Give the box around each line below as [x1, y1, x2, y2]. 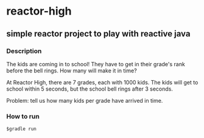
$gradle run [6, 126, 37, 132]
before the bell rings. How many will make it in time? [6, 67, 137, 74]
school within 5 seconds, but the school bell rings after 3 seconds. [6, 85, 174, 92]
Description [6, 47, 42, 55]
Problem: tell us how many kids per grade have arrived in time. [6, 97, 163, 104]
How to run [6, 112, 40, 120]
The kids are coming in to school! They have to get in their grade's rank [6, 60, 186, 67]
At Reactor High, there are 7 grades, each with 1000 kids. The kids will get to [6, 78, 199, 86]
